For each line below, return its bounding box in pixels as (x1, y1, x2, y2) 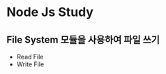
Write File (16, 60, 45, 68)
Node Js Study (6, 4, 93, 20)
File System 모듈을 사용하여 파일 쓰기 (6, 34, 160, 45)
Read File (16, 53, 44, 61)
